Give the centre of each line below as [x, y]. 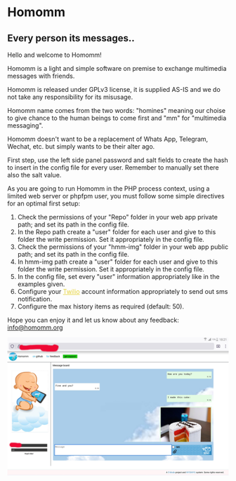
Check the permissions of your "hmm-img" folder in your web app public [123, 247]
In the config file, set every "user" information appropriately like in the [118, 277]
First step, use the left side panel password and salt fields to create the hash [118, 160]
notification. [35, 299]
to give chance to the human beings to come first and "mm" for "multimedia [117, 118]
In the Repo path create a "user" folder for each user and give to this [117, 232]
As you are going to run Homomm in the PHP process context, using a [109, 189]
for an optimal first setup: [44, 203]
